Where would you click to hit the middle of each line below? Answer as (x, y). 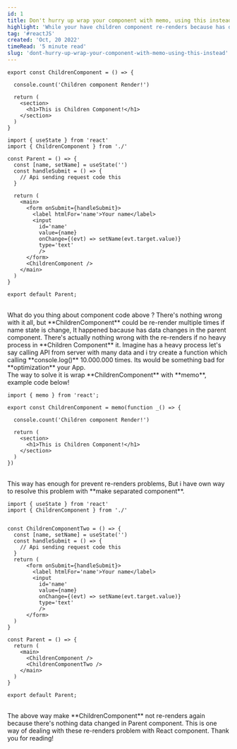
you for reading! (31, 738)
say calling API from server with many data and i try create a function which (117, 352)
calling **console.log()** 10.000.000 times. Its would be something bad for (116, 359)
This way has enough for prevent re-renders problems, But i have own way (116, 483)
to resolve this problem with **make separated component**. (96, 491)
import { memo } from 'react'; (53, 395)
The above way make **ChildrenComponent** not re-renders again (107, 715)
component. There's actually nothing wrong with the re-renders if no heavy (117, 337)
